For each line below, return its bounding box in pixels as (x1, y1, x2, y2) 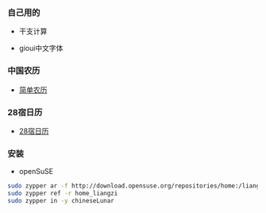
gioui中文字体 (18, 44, 64, 53)
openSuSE (18, 167, 53, 176)
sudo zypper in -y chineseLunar (7, 196, 114, 204)
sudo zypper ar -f (7, 182, 68, 190)
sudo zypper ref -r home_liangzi (7, 189, 118, 198)
